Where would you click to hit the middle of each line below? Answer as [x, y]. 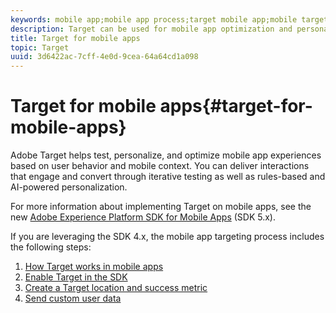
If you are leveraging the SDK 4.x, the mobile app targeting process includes [167, 237]
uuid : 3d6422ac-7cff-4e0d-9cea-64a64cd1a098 [104, 57]
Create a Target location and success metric [116, 288]
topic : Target [40, 47]
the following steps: [51, 247]
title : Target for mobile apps [75, 38]
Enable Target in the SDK [76, 277]
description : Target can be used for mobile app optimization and [151, 29]
